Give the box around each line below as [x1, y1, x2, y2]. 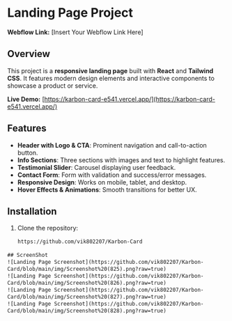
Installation [7, 205, 57, 217]
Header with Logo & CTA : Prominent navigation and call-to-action [17, 141, 207, 149]
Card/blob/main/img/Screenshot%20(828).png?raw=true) [7, 308, 167, 315]
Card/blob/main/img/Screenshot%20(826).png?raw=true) [7, 280, 167, 287]
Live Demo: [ [7, 95, 45, 103]
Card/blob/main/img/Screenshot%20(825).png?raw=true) [7, 266, 167, 273]
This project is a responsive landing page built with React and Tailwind [7, 66, 214, 75]
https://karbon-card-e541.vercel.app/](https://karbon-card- [44, 95, 216, 103]
